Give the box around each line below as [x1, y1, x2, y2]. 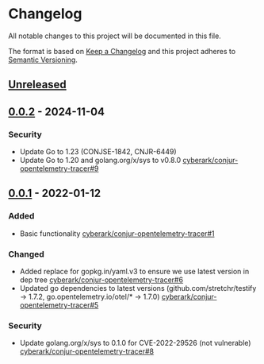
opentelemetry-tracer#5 [19, 300, 99, 310]
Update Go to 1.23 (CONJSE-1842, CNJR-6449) [19, 147, 177, 157]
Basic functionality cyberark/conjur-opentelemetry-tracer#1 [19, 228, 215, 238]
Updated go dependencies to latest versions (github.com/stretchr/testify [19, 284, 257, 292]
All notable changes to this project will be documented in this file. [8, 31, 222, 41]
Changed [8, 248, 45, 259]
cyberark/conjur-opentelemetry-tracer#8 [19, 347, 155, 356]
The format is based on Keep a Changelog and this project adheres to [8, 46, 236, 56]
